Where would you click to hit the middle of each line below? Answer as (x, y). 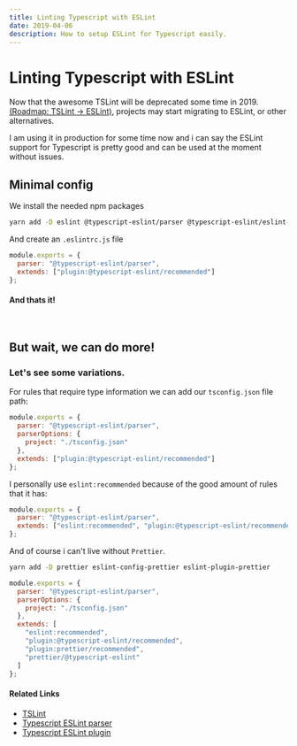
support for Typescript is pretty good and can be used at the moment (136, 148)
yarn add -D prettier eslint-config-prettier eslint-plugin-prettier (140, 567)
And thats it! (32, 300)
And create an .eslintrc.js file (66, 239)
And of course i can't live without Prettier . (88, 551)
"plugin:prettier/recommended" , (84, 649)
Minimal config (51, 185)
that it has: (28, 493)
